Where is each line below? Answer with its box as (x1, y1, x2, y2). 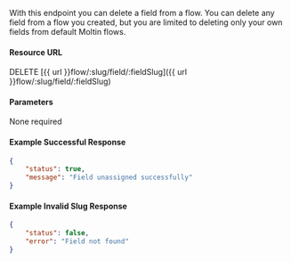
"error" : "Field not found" (25, 237, 129, 246)
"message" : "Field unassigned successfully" (25, 173, 193, 182)
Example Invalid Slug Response (9, 201, 127, 211)
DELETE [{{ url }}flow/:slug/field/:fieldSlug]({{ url (9, 67, 188, 78)
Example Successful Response (9, 137, 126, 147)
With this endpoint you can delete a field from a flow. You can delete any (9, 8, 275, 18)
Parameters (9, 96, 53, 107)
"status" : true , (25, 165, 86, 174)
